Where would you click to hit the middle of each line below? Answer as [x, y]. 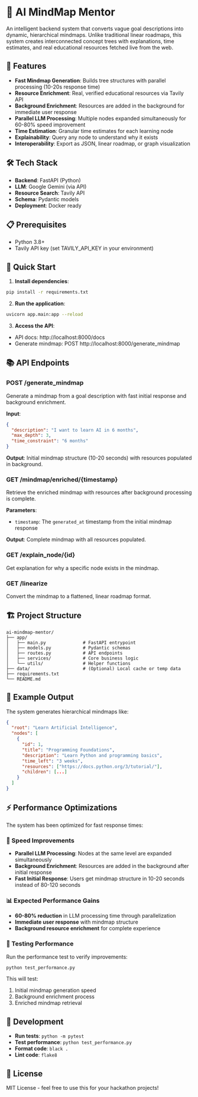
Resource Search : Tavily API [50, 193]
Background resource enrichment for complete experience [87, 928]
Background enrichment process [54, 997]
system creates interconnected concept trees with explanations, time [90, 41]
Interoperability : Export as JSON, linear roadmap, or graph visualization [102, 143]
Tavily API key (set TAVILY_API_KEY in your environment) [84, 248]
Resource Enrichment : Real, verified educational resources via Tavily [99, 93]
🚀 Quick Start [31, 267]
